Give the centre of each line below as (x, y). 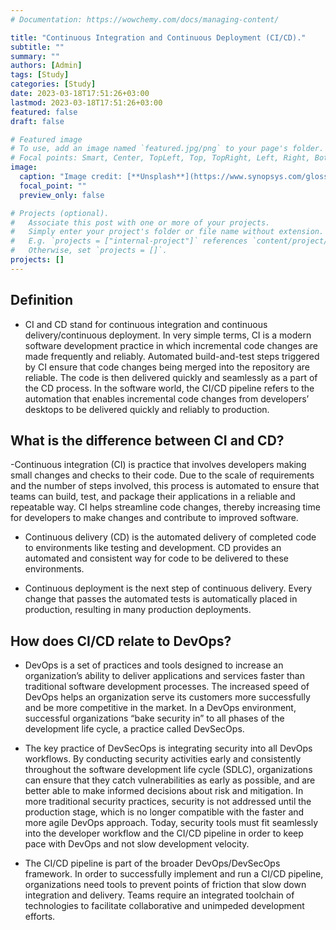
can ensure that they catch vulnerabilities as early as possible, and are (170, 780)
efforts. (40, 917)
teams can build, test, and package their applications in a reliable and (153, 497)
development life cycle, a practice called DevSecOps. (134, 729)
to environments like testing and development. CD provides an (153, 548)
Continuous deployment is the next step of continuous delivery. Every (168, 588)
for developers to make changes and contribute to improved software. (154, 518)
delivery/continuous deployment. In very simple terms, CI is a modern (168, 335)
